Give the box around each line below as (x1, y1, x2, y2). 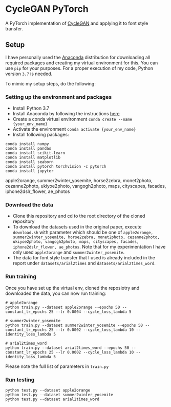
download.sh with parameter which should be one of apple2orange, (12, 229, 154, 236)
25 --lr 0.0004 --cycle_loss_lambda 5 (49, 309, 132, 314)
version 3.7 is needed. (5, 70, 53, 77)
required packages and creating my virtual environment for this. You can (5, 60, 158, 66)
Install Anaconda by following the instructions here (12, 111, 120, 117)
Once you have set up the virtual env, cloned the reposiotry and (5, 285, 140, 291)
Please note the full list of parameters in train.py (5, 363, 109, 369)
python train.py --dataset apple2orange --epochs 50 (5, 305, 120, 310)
